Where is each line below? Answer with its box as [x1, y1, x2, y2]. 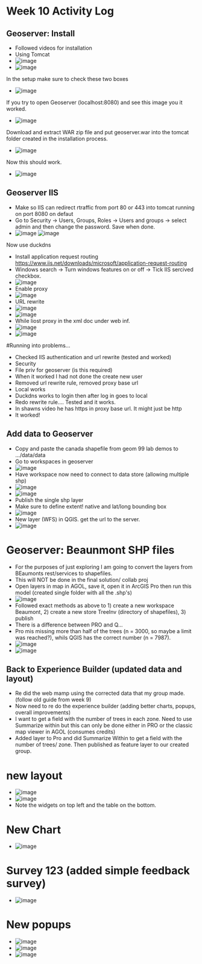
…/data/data [14, 451, 46, 458]
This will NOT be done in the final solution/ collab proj [14, 576, 148, 583]
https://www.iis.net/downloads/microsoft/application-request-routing [14, 259, 188, 267]
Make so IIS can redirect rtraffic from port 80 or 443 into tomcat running [14, 204, 195, 211]
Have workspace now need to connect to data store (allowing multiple [14, 471, 189, 478]
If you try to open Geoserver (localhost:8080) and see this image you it [6, 99, 183, 106]
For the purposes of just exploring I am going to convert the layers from [14, 563, 193, 570]
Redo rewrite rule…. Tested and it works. [14, 398, 116, 406]
